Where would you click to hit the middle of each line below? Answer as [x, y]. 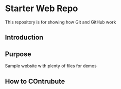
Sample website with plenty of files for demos [51, 66]
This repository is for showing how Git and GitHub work [60, 22]
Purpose [18, 54]
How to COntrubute [35, 81]
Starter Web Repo [42, 9]
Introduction [24, 37]
